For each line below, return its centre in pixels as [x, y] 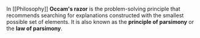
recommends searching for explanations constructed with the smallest [95, 15]
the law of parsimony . [35, 28]
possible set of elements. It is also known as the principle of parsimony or [100, 22]
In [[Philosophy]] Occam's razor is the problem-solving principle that [93, 9]
